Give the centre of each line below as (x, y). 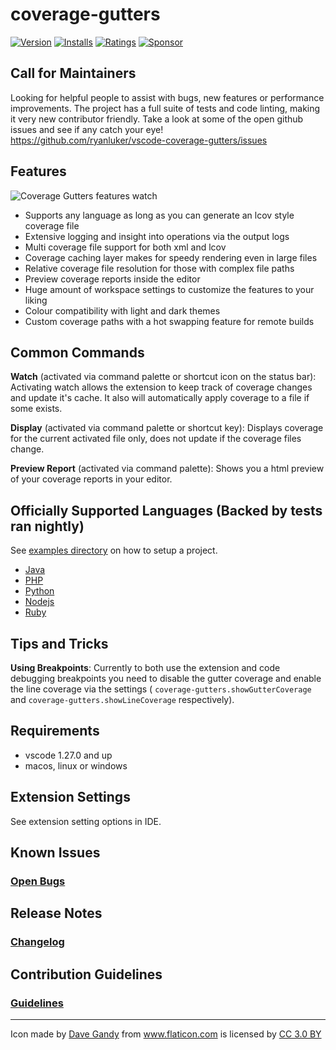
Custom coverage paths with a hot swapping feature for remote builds (169, 321)
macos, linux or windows (76, 765)
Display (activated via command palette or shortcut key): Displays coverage (167, 428)
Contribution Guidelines (86, 974)
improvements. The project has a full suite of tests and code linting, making (165, 108)
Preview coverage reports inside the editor (112, 279)
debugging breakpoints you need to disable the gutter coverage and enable (166, 678)
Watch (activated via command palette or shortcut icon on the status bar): (163, 377)
